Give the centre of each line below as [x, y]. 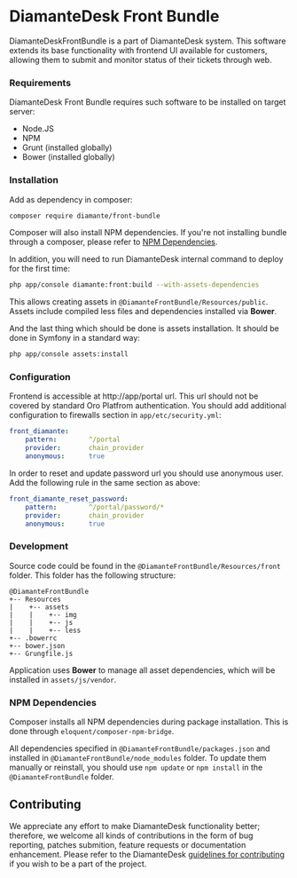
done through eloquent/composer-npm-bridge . [92, 732]
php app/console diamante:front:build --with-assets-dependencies [134, 285]
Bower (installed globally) [68, 157]
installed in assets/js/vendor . [63, 679]
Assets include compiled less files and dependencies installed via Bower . [143, 312]
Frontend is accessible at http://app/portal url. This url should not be [134, 396]
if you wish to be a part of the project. [78, 864]
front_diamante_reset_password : [69, 499]
